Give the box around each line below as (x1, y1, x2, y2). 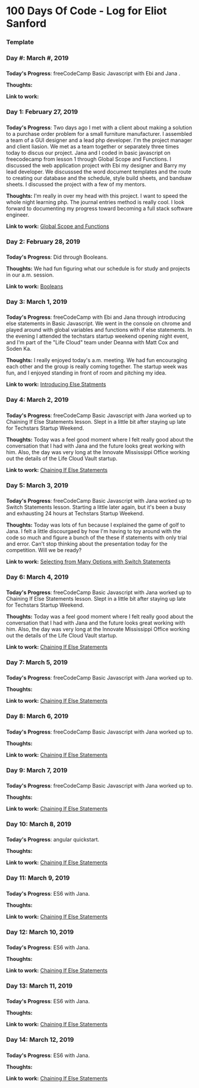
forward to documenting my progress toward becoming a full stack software (6, 205, 193, 212)
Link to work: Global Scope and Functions (6, 223, 109, 230)
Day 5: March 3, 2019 (6, 481, 69, 489)
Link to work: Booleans (6, 283, 64, 290)
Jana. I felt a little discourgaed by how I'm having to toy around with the (6, 527, 181, 535)
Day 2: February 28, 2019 (6, 237, 81, 246)
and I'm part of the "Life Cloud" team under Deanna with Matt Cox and (6, 339, 179, 346)
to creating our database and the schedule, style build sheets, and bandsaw (6, 174, 192, 182)
